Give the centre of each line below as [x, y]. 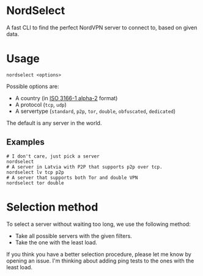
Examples [25, 142]
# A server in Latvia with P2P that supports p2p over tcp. [85, 167]
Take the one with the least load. [56, 242]
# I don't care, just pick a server [53, 156]
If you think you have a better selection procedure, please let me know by [99, 254]
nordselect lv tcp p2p [35, 172]
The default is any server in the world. [54, 123]
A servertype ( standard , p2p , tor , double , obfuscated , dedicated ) [95, 111]
